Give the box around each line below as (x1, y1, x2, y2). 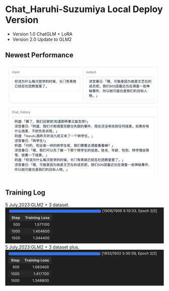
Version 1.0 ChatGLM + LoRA (12, 31, 73, 37)
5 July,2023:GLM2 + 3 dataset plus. (5, 244, 79, 250)
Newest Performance (5, 51, 74, 60)
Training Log (5, 188, 46, 197)
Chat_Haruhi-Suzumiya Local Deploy (5, 4, 163, 15)
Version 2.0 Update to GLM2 (12, 36, 72, 42)
